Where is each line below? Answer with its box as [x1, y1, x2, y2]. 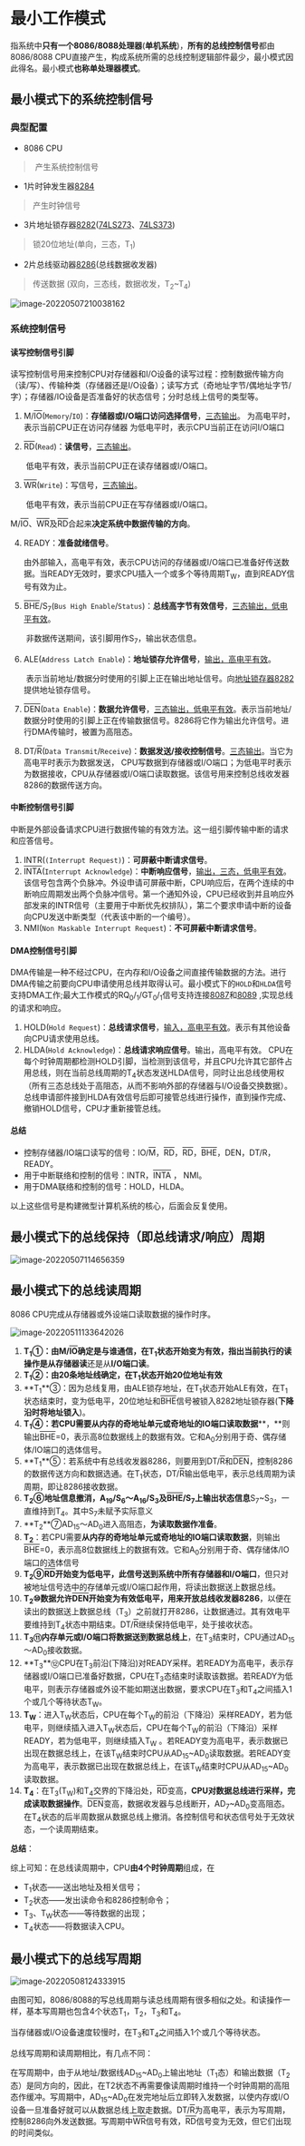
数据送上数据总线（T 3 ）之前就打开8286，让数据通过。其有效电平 [47, 1605, 291, 1619]
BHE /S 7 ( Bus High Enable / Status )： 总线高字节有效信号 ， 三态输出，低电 [23, 601, 289, 613]
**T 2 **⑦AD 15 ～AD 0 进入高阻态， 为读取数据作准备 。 [23, 1518, 223, 1532]
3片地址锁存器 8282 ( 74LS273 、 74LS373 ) [23, 219, 176, 230]
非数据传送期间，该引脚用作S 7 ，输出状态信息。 [25, 632, 202, 645]
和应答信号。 [10, 835, 58, 846]
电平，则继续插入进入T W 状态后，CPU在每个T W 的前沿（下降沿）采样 [23, 1721, 279, 1735]
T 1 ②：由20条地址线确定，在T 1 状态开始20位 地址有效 [23, 1369, 223, 1383]
